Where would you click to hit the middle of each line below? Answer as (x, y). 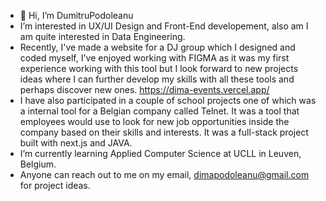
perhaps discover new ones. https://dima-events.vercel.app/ (144, 89)
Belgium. (38, 164)
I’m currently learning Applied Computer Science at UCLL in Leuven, (160, 153)
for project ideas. (55, 185)
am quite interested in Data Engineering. (102, 36)
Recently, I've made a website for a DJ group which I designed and (157, 47)
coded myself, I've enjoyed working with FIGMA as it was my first (154, 58)
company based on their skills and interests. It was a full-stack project (164, 132)
